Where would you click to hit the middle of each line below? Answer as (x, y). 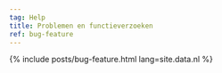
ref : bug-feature (41, 34)
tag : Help (28, 17)
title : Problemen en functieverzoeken (81, 26)
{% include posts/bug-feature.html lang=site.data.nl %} (111, 60)
